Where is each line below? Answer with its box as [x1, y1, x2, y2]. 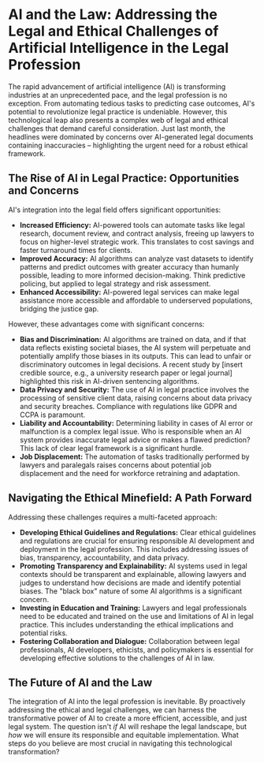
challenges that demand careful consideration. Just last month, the [8, 124, 226, 133]
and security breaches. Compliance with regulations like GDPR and [19, 401, 238, 411]
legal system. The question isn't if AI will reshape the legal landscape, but [8, 722, 247, 731]
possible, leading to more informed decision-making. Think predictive [19, 270, 246, 280]
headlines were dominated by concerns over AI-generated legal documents [8, 132, 254, 141]
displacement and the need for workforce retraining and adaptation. [19, 468, 240, 478]
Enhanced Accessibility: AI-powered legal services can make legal [19, 287, 240, 296]
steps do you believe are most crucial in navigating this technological [8, 739, 232, 748]
